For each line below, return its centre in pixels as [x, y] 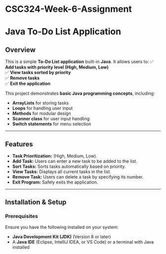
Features [19, 144]
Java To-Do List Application [63, 32]
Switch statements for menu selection [52, 124]
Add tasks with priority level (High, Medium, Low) [57, 67]
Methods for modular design [41, 113]
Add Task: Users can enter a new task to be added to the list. [75, 161]
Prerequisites [21, 217]
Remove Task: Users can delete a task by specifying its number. [78, 177]
